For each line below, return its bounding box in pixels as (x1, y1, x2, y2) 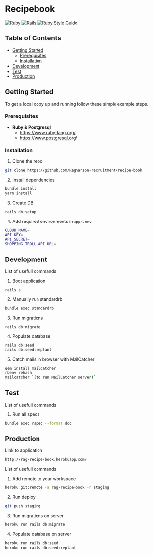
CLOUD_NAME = (5, 228, 30, 233)
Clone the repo (12, 158, 43, 164)
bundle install (5, 186, 37, 191)
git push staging (5, 504, 41, 509)
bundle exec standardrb (5, 306, 54, 311)
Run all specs (12, 411, 40, 417)
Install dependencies (12, 177, 55, 183)
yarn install (5, 191, 32, 196)
